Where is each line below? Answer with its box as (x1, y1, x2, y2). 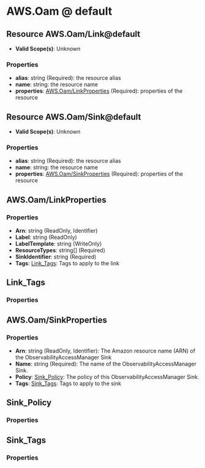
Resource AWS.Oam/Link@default (6, 29, 141, 39)
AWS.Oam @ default (6, 4, 113, 18)
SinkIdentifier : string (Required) (15, 253, 97, 260)
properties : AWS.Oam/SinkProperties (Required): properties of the (15, 170, 184, 177)
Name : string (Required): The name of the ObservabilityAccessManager (15, 361, 197, 368)
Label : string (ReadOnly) (15, 233, 78, 241)
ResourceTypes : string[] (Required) (15, 247, 106, 254)
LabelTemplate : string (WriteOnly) (15, 240, 102, 248)
